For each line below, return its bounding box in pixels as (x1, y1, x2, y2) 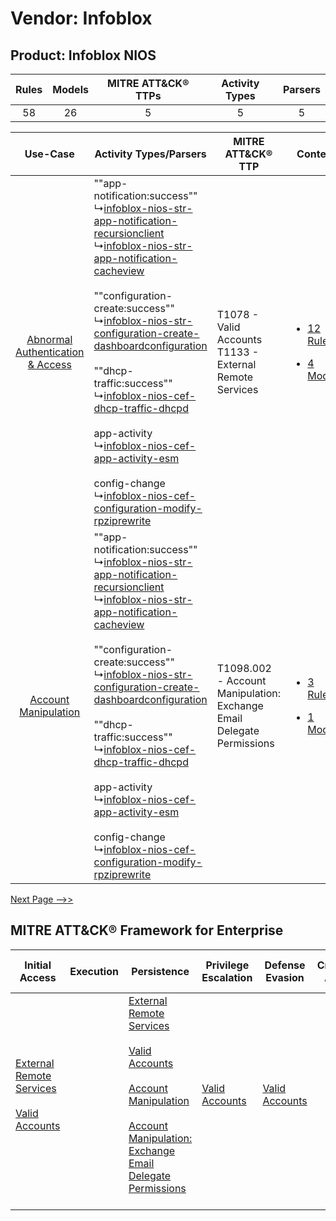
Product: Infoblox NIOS (10, 47, 157, 64)
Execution (69, 964, 119, 978)
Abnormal (26, 333, 73, 346)
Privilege (205, 958, 250, 972)
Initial (24, 958, 52, 972)
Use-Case (24, 147, 75, 161)
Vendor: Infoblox (10, 7, 153, 30)
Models (52, 83, 89, 96)
